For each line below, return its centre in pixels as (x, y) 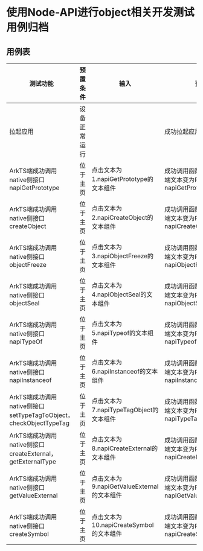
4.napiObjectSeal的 (119, 295)
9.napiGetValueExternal (125, 486)
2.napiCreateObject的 (122, 218)
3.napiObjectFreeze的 (123, 256)
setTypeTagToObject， (42, 415)
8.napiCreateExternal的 (125, 448)
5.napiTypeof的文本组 (123, 333)
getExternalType (33, 461)
